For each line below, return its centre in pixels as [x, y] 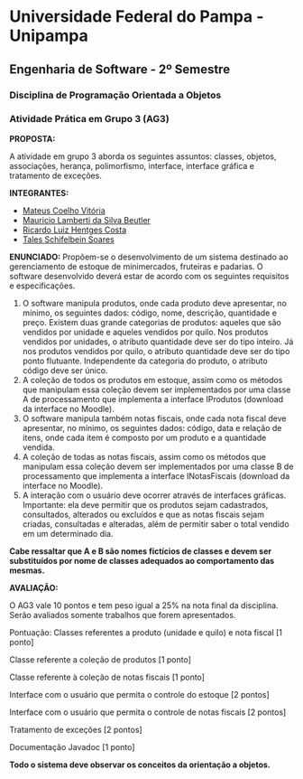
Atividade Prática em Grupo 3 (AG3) [89, 119]
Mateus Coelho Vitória [64, 211]
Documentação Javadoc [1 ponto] [72, 746]
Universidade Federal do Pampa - [137, 17]
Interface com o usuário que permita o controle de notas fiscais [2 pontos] [148, 712]
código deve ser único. [65, 370]
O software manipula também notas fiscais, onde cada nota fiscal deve [154, 418]
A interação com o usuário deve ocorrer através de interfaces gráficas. [154, 495]
